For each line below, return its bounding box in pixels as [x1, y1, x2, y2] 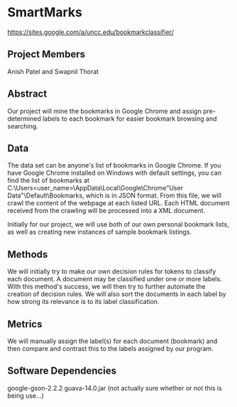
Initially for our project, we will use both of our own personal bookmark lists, [7, 220, 229, 229]
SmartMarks [7, 4, 83, 21]
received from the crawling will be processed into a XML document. [7, 207, 206, 215]
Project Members [7, 48, 86, 60]
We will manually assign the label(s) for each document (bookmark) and [7, 337, 218, 345]
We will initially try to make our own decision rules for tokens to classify [7, 267, 216, 276]
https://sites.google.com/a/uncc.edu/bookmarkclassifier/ [7, 28, 174, 36]
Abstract [7, 88, 48, 100]
